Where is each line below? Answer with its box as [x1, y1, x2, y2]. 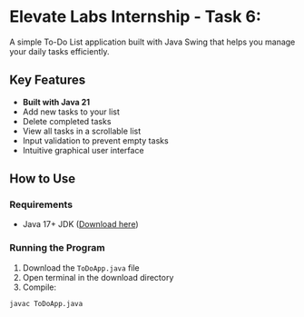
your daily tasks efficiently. [9, 45, 110, 56]
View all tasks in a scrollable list [22, 125, 142, 136]
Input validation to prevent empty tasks [22, 134, 170, 146]
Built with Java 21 [22, 96, 91, 107]
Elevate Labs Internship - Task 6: [9, 6, 261, 27]
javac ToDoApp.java [9, 299, 83, 308]
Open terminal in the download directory [22, 272, 174, 282]
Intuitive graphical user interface [22, 144, 144, 155]
